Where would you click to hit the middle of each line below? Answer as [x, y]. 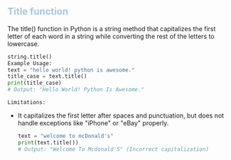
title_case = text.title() [47, 76]
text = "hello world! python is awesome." [71, 70]
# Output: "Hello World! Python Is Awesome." [76, 90]
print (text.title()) [48, 142]
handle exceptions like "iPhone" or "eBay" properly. [93, 123]
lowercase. [23, 44]
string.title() [30, 57]
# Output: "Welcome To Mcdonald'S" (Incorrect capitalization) [113, 149]
